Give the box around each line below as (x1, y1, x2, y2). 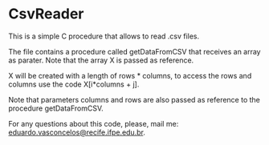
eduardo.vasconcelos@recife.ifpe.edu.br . (8, 127, 146, 137)
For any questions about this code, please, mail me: (8, 119, 179, 128)
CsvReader (8, 5, 84, 23)
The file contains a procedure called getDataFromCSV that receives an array (8, 46, 261, 56)
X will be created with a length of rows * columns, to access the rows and (8, 70, 252, 80)
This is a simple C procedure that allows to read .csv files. (8, 31, 200, 41)
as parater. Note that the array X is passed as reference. (8, 55, 194, 65)
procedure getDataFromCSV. (8, 103, 104, 113)
